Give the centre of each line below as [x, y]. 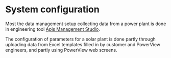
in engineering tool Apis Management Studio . [53, 29]
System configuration [52, 9]
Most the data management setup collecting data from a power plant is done [86, 24]
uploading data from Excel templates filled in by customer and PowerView [83, 44]
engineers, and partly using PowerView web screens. [61, 50]
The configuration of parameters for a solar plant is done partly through [80, 39]
